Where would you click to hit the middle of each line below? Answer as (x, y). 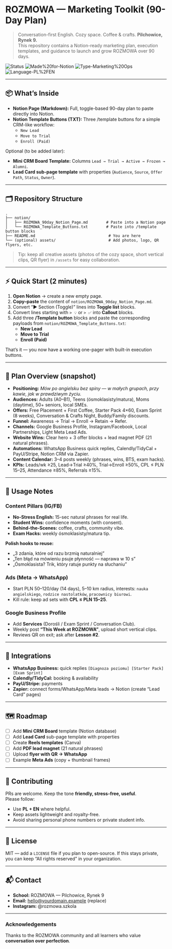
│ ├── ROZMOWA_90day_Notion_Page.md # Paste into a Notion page (86, 222)
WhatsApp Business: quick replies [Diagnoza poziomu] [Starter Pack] (88, 668)
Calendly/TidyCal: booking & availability (56, 678)
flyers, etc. (19, 245)
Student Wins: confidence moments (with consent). (68, 522)
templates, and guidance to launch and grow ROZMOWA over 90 (86, 51)
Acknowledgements (31, 924)
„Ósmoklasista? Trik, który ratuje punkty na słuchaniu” (70, 564)
